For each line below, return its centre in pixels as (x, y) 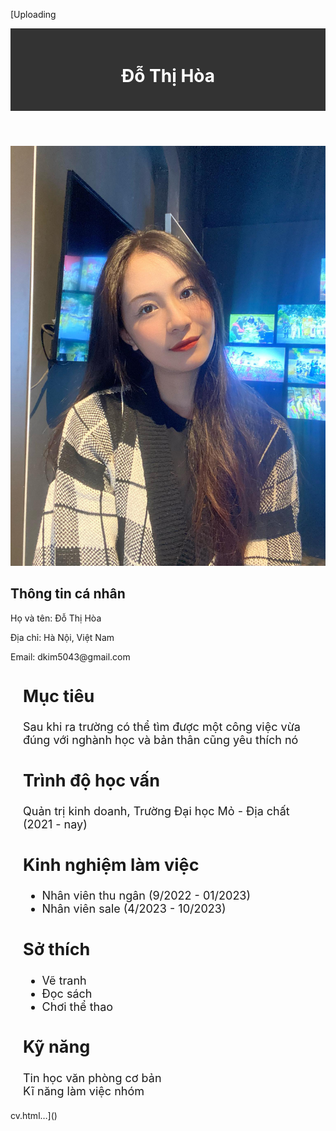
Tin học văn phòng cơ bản (92, 1077)
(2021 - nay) (55, 824)
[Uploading (33, 14)
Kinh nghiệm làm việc (111, 865)
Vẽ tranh (64, 980)
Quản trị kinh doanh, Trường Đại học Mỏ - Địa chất (156, 811)
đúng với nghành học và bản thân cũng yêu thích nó (161, 739)
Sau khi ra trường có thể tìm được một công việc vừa (162, 726)
